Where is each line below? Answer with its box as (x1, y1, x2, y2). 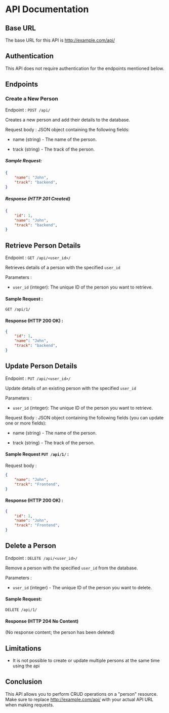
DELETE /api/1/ (5, 608, 37, 613)
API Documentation (5, 4, 89, 15)
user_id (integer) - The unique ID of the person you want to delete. (12, 584, 152, 590)
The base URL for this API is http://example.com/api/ (5, 37, 115, 43)
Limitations (5, 644, 41, 653)
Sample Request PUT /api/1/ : (5, 451, 69, 457)
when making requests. (5, 701, 54, 708)
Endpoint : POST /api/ (5, 106, 51, 113)
